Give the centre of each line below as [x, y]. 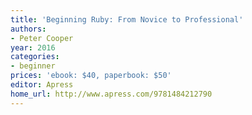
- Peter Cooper [42, 38]
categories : [35, 57]
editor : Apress [42, 85]
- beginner [33, 66]
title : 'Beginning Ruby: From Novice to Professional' [127, 19]
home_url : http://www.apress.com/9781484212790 [111, 94]
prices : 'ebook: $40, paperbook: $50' [91, 76]
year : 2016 [33, 47]
